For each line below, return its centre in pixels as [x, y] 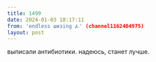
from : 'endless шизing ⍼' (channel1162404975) [76, 26]
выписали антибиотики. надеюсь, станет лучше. [78, 52]
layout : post [26, 32]
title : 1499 [24, 13]
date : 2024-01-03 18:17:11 [46, 20]
